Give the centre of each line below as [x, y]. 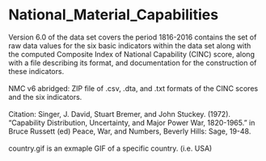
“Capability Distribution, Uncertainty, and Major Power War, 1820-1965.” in [132, 122]
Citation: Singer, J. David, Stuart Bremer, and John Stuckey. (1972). [120, 114]
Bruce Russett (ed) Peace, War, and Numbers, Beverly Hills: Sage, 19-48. [130, 131]
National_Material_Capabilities [114, 15]
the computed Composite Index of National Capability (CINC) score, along [131, 54]
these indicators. [36, 71]
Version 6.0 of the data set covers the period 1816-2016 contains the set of [133, 37]
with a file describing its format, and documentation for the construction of [133, 63]
